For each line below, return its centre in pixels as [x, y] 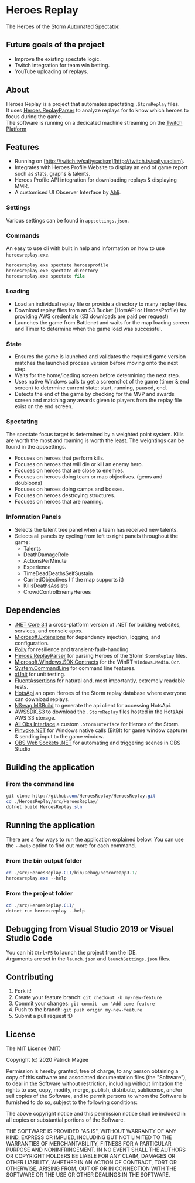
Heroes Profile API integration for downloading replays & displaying [95, 180]
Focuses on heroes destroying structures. [65, 495]
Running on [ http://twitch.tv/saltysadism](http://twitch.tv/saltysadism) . [99, 161]
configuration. [31, 643]
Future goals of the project [55, 45]
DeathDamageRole [46, 555]
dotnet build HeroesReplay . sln [44, 807]
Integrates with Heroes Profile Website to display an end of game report [101, 167]
